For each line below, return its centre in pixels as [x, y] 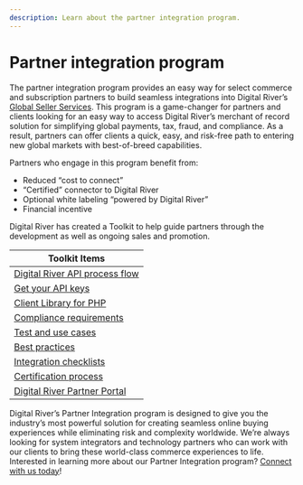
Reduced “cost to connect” [73, 180]
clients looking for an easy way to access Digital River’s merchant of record [150, 116]
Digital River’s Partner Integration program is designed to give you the [139, 413]
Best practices [44, 347]
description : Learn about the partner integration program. [125, 18]
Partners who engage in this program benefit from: [104, 163]
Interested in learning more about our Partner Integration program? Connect [151, 461]
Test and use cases [55, 332]
